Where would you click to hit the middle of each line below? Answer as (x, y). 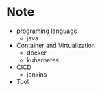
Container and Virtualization (56, 45)
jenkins (37, 74)
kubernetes (43, 60)
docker (37, 53)
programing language (47, 31)
